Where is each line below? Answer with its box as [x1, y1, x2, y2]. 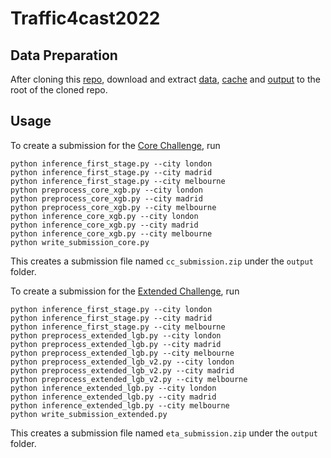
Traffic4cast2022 [10, 7, 161, 30]
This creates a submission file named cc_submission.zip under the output [10, 255, 314, 267]
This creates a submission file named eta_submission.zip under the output [10, 427, 318, 439]
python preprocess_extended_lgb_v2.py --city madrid [10, 365, 235, 376]
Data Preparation [10, 47, 118, 64]
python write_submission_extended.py [10, 409, 168, 419]
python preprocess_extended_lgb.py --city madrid [10, 339, 222, 349]
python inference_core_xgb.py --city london [10, 211, 199, 221]
